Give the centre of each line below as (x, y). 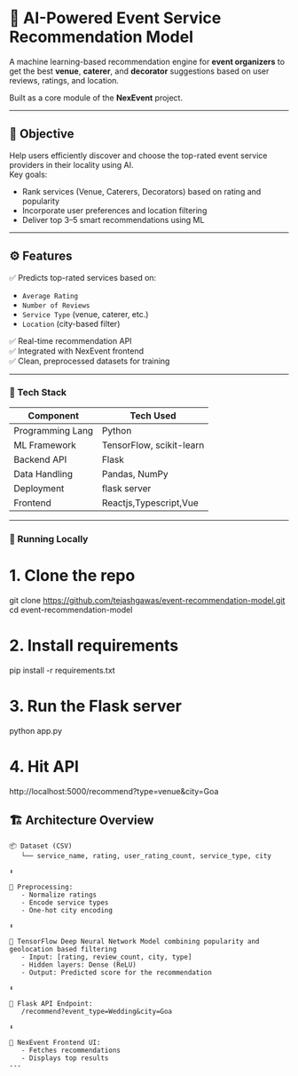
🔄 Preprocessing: (41, 888)
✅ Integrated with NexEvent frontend (77, 351)
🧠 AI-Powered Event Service (115, 18)
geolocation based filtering (63, 950)
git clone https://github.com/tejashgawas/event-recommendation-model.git (147, 600)
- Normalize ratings (59, 895)
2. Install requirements (94, 646)
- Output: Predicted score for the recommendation (117, 973)
